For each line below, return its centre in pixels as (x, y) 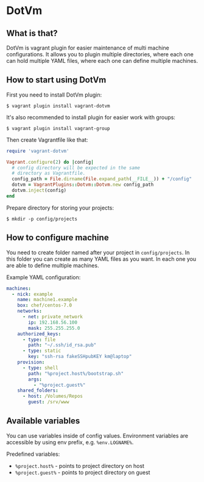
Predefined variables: (33, 454)
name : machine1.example (47, 300)
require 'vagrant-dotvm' (38, 151)
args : (35, 379)
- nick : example (32, 294)
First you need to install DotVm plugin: (54, 95)
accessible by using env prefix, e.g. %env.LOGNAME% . (70, 442)
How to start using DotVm (56, 80)
